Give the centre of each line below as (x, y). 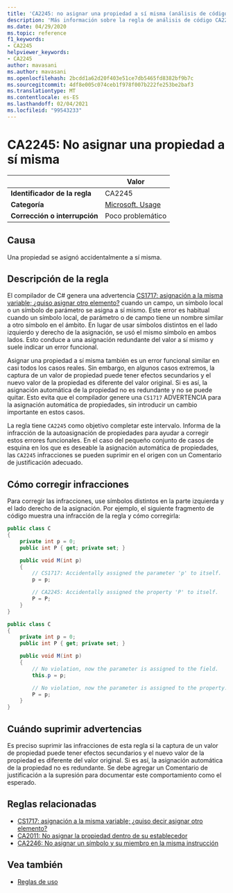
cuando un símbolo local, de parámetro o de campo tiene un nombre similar (115, 318)
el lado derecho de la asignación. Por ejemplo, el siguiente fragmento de (111, 509)
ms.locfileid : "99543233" (44, 110)
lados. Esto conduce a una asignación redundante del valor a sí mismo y (110, 340)
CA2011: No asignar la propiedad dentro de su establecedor (102, 835)
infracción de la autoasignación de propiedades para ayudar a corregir (108, 433)
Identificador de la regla (51, 193)
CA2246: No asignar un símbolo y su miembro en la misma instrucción (118, 843)
